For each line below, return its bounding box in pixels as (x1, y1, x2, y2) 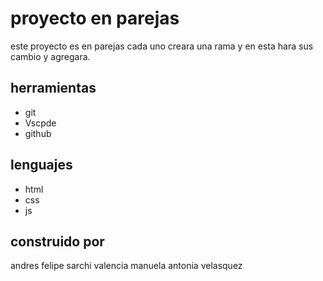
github (24, 127, 52, 139)
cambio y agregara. (10, 50, 91, 62)
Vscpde (24, 117, 57, 129)
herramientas (10, 80, 97, 97)
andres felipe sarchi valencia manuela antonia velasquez (10, 260, 243, 272)
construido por (10, 233, 105, 250)
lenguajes (10, 157, 73, 174)
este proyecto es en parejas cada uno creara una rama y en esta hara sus (10, 40, 314, 52)
